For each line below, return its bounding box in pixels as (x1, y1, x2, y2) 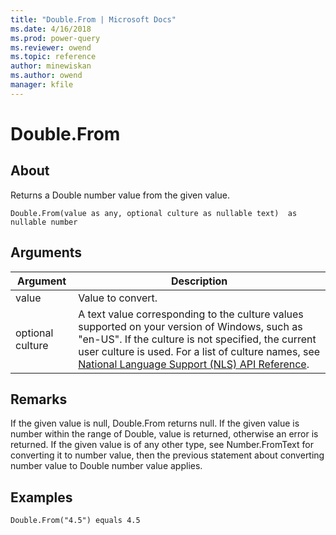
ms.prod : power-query (10, 33, 101, 43)
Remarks (10, 391, 68, 408)
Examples (10, 489, 73, 506)
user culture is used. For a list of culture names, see (78, 344, 321, 358)
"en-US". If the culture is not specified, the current (78, 332, 317, 346)
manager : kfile (10, 80, 74, 90)
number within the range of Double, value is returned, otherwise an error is (10, 428, 319, 440)
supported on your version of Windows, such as (78, 319, 303, 333)
